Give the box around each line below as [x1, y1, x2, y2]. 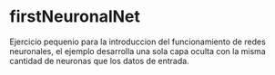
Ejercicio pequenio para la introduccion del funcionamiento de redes [9, 36, 266, 47]
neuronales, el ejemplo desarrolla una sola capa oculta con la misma [9, 45, 266, 56]
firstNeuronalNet [9, 6, 141, 27]
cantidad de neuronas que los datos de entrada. [9, 55, 189, 66]
